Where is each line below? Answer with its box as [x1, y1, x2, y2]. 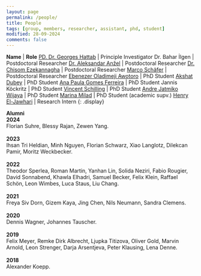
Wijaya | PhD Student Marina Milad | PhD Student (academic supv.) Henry [6, 91, 189, 99]
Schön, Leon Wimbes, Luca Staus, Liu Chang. [6, 180, 119, 187]
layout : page [6, 8, 39, 15]
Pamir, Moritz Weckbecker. [6, 148, 73, 155]
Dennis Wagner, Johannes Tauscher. [6, 218, 97, 225]
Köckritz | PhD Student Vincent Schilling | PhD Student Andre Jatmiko [6, 85, 178, 92]
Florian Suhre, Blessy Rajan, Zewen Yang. [6, 123, 109, 129]
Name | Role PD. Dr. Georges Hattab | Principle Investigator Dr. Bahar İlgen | [6, 54, 194, 60]
